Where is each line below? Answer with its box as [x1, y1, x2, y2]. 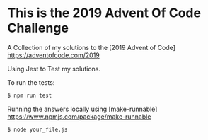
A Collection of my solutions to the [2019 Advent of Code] [7, 43, 175, 52]
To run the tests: [7, 78, 55, 86]
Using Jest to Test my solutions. [7, 64, 101, 73]
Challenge [7, 20, 69, 36]
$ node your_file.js [7, 126, 69, 133]
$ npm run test [7, 92, 52, 99]
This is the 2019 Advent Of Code [7, 5, 202, 21]
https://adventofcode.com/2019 [7, 51, 100, 59]
